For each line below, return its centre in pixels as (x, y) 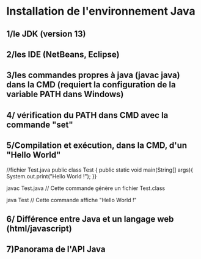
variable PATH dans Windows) (65, 94)
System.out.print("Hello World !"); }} (52, 176)
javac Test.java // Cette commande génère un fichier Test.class (86, 188)
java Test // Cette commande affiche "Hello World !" (71, 200)
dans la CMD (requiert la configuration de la (91, 85)
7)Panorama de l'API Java (56, 250)
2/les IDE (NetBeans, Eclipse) (63, 54)
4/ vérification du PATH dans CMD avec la (87, 115)
